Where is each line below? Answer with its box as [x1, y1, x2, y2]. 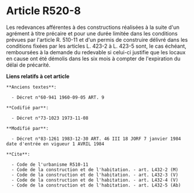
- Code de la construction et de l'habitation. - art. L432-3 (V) [11, 172, 179, 178]
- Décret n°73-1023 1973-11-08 [11, 115, 89, 121]
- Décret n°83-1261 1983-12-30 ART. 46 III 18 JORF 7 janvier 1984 [11, 136, 182, 142]
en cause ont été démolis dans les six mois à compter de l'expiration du [6, 55, 181, 62]
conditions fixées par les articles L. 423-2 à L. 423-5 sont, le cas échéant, [6, 42, 187, 50]
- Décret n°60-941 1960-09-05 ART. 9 [11, 94, 105, 100]
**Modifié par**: [6, 125, 49, 131]
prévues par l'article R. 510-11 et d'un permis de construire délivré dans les [6, 36, 188, 43]
